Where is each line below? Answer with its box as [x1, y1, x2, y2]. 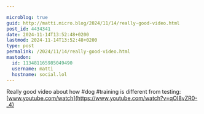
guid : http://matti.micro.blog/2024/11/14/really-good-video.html [6, 20, 180, 26]
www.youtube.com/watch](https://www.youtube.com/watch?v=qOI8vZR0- [8, 94, 198, 102]
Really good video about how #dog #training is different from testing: [6, 88, 181, 96]
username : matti [12, 66, 53, 72]
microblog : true [6, 14, 48, 20]
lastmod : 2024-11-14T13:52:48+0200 [6, 37, 98, 44]
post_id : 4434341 [6, 26, 51, 32]
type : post [6, 43, 34, 49]
